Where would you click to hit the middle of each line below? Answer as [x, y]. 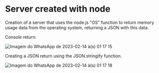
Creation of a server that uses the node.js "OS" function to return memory [79, 22]
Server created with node [58, 9]
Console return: [21, 37]
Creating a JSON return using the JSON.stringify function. [64, 56]
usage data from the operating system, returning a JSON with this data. [77, 27]
